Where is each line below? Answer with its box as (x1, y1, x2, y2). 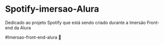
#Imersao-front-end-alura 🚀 (5, 34, 62, 40)
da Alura (14, 24, 31, 30)
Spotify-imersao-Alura (5, 3, 99, 15)
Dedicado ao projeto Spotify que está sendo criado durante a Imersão (5, 20, 146, 25)
